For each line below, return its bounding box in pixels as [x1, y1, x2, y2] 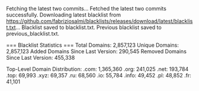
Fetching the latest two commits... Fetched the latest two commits [6, 5, 167, 12]
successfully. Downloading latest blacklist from [6, 11, 121, 18]
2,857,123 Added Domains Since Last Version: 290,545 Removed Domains [6, 48, 187, 55]
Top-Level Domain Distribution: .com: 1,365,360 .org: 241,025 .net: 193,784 [6, 66, 189, 73]
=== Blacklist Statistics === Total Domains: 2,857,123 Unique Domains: [6, 41, 179, 48]
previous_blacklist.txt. [6, 30, 60, 37]
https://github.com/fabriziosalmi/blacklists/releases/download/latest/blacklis [6, 18, 193, 24]
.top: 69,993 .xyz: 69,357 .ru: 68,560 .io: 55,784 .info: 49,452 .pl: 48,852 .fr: [6, 72, 191, 79]
